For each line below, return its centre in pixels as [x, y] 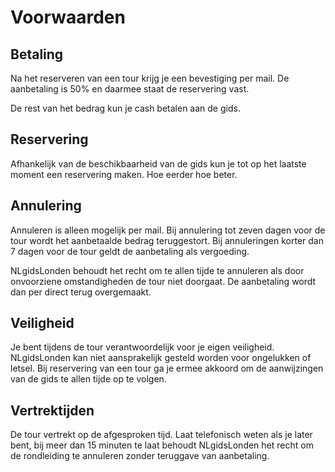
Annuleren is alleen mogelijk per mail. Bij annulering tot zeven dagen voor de [168, 230]
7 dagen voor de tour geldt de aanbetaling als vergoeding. [130, 251]
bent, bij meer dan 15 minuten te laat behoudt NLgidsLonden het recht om [162, 445]
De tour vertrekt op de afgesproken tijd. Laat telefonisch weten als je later [161, 435]
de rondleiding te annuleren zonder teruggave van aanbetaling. [140, 456]
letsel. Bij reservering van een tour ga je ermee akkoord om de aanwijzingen [167, 368]
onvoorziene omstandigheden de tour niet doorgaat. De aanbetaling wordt [163, 281]
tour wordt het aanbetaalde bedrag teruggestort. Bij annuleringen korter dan [167, 240]
